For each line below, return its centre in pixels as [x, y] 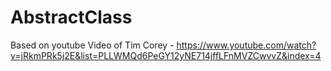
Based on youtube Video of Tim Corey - [92, 45]
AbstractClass [71, 17]
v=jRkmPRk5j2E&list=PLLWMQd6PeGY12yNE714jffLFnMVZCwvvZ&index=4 [166, 55]
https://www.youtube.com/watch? [246, 45]
